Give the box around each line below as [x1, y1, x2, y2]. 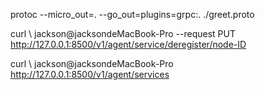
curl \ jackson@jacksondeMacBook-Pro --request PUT [10, 28, 236, 39]
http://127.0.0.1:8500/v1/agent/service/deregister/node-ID [10, 39, 247, 50]
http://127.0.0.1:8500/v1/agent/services [10, 69, 170, 80]
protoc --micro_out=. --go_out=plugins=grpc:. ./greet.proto [10, 9, 255, 20]
